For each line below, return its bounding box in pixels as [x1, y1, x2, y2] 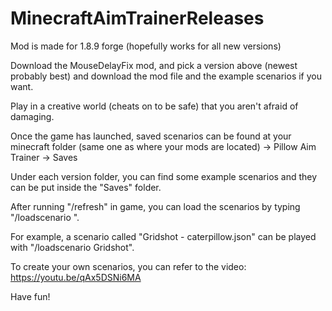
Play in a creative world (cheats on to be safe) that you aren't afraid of [10, 100, 299, 112]
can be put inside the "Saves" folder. [10, 181, 162, 193]
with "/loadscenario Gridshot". [10, 241, 135, 253]
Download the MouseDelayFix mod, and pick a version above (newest [10, 59, 298, 71]
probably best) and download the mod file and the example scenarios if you [10, 70, 322, 82]
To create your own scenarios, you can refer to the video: [10, 260, 247, 272]
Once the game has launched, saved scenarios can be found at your [10, 130, 292, 142]
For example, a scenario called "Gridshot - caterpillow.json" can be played [10, 230, 317, 242]
